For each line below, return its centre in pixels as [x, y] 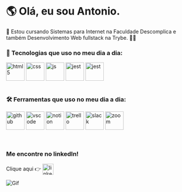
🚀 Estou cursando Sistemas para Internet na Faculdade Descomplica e [91, 31]
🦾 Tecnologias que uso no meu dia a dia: [65, 53]
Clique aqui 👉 [24, 169]
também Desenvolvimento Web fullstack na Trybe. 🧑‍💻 [71, 37]
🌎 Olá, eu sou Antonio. [63, 11]
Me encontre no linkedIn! [43, 154]
